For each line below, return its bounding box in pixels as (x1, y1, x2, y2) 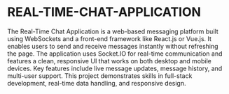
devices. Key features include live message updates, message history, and (7, 64, 223, 72)
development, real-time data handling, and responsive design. (7, 79, 187, 87)
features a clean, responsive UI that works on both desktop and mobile (7, 56, 211, 65)
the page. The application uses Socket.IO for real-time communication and (7, 49, 223, 58)
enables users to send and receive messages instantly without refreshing (7, 42, 218, 50)
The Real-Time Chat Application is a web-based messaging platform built (7, 27, 218, 36)
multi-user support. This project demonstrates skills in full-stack (7, 71, 193, 80)
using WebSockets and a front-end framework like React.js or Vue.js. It (7, 34, 212, 42)
